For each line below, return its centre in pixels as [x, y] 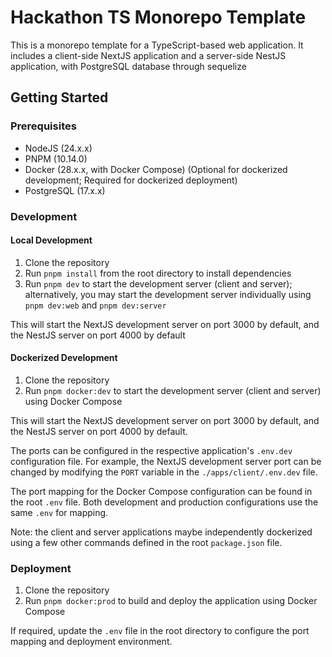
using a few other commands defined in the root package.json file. [146, 542]
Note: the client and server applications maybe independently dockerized [161, 532]
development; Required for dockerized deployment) [131, 180]
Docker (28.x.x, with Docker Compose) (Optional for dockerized [156, 169]
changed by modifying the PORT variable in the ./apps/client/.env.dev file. [164, 472]
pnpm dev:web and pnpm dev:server [95, 305]
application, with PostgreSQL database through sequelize [128, 66]
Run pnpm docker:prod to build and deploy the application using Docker [171, 601]
